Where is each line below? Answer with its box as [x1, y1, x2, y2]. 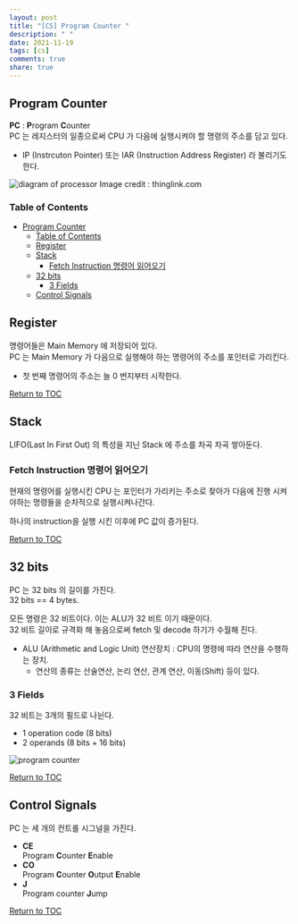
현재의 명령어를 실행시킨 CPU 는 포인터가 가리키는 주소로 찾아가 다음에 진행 [9, 485, 271, 496]
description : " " [9, 30, 74, 38]
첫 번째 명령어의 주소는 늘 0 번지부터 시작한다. [21, 370, 182, 381]
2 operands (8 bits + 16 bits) [21, 737, 127, 748]
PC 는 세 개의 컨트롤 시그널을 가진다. [9, 822, 137, 833]
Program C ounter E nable [21, 850, 113, 860]
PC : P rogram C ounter [9, 120, 91, 131]
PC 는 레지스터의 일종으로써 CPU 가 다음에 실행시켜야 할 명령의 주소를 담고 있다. [9, 131, 288, 141]
